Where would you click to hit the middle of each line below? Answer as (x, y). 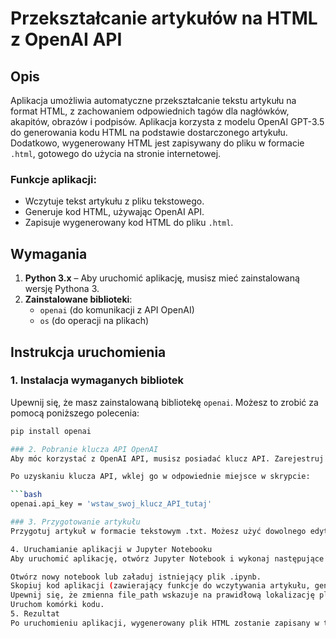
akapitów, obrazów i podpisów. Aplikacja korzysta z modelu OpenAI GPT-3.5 (167, 121)
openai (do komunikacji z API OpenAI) (117, 310)
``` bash (26, 495)
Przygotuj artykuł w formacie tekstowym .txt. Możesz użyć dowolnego (158, 531)
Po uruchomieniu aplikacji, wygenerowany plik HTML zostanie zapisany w (165, 623)
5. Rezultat (35, 614)
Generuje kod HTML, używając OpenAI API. (114, 212)
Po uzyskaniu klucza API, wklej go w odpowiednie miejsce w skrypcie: (160, 477)
